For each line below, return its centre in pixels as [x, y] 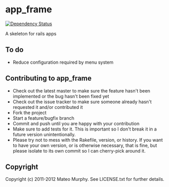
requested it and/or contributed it [48, 107]
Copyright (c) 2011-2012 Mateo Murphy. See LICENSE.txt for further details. [85, 179]
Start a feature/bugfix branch [43, 118]
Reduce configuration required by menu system [63, 62]
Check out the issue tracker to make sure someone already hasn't [82, 102]
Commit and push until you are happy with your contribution [76, 123]
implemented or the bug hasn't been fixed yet [61, 96]
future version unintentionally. [44, 134]
